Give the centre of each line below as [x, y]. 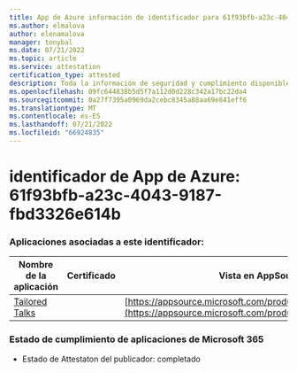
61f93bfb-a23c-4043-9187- [116, 195]
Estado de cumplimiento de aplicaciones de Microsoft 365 [137, 339]
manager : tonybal [41, 42]
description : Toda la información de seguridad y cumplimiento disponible [150, 83]
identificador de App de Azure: [125, 177]
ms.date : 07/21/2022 [47, 51]
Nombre [36, 265]
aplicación [36, 287]
